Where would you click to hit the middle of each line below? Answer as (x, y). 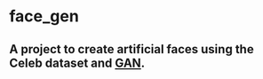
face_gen (44, 16)
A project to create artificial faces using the (132, 49)
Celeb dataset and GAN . (77, 63)
